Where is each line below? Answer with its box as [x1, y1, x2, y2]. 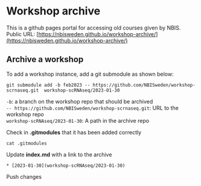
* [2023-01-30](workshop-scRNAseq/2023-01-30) [6, 163, 126, 169]
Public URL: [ [6, 30, 39, 37]
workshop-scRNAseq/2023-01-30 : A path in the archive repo [6, 117, 150, 124]
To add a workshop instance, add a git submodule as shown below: [6, 70, 174, 78]
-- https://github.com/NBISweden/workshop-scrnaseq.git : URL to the [6, 104, 179, 111]
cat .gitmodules [6, 140, 47, 146]
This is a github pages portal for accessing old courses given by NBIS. [6, 24, 181, 31]
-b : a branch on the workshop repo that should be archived [6, 98, 153, 105]
